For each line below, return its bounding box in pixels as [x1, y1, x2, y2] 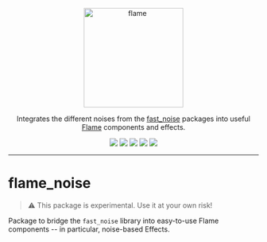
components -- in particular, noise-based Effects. [8, 224, 170, 234]
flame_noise [8, 174, 91, 193]
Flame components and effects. [81, 123, 186, 131]
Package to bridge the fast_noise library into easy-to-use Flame [8, 216, 219, 225]
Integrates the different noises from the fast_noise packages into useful [17, 114, 250, 123]
